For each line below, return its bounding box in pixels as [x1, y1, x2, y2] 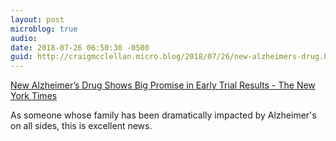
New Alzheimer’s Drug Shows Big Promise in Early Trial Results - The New [10, 79, 316, 91]
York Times [10, 90, 58, 102]
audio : [10, 33, 38, 43]
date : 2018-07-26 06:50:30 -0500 [10, 42, 150, 53]
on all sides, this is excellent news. [10, 120, 153, 132]
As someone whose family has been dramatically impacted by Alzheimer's [10, 109, 317, 121]
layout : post [10, 14, 65, 25]
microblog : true [10, 24, 78, 34]
